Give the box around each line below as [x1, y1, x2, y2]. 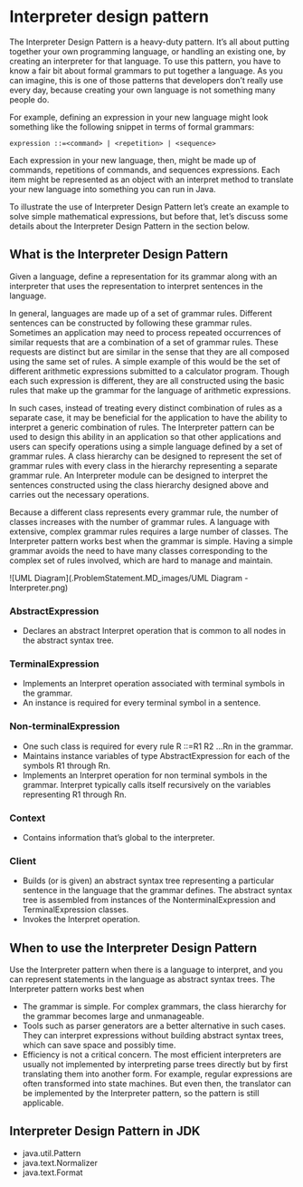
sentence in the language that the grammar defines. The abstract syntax [22, 885, 292, 896]
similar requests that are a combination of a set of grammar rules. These [9, 336, 279, 347]
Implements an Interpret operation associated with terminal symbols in [22, 678, 285, 689]
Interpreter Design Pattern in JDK [9, 1124, 201, 1139]
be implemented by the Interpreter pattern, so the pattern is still [22, 1088, 260, 1099]
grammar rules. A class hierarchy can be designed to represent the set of [9, 451, 282, 462]
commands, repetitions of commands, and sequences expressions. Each [9, 164, 280, 175]
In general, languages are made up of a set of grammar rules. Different [9, 307, 273, 318]
